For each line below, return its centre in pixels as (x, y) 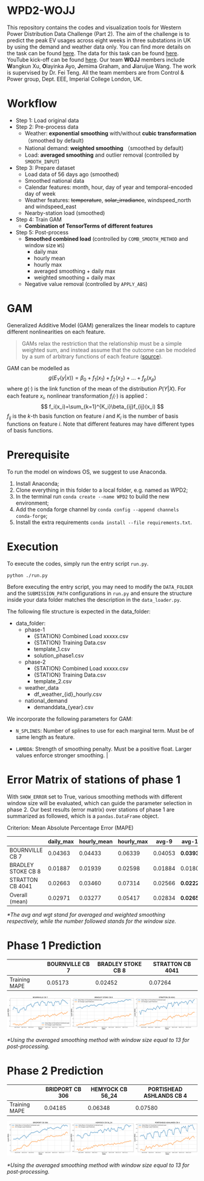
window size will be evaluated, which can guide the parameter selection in (100, 803)
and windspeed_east (51, 206)
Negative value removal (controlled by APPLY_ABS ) (86, 284)
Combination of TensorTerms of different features (89, 226)
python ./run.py (27, 576)
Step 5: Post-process (42, 232)
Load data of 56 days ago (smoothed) (72, 174)
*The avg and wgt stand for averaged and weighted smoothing (86, 915)
